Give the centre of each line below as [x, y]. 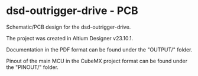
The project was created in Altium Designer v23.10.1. [70, 38]
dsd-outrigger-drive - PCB [72, 11]
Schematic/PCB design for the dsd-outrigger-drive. [69, 27]
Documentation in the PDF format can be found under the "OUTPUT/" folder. [99, 49]
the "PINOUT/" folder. [33, 67]
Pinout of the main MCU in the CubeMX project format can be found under [97, 61]
